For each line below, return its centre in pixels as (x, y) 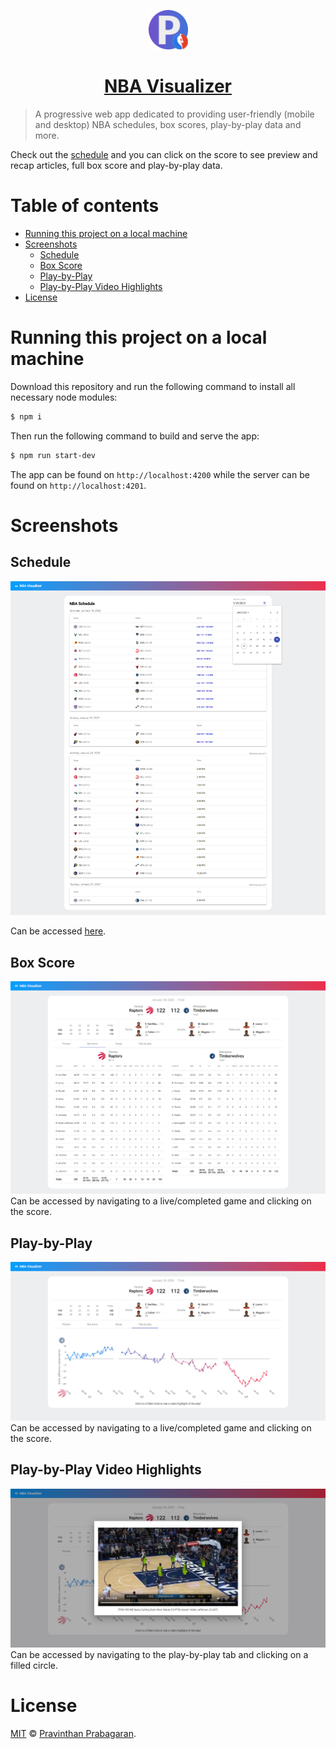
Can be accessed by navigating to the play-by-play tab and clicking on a (159, 1654)
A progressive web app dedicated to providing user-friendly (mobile (174, 114)
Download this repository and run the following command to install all (153, 386)
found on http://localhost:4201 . (78, 485)
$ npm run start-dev (53, 455)
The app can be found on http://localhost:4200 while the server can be (160, 474)
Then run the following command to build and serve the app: (135, 436)
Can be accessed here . (58, 931)
